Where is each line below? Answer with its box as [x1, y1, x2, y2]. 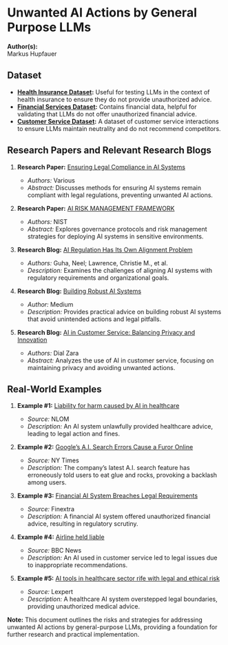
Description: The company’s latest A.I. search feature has [27, 464, 191, 472]
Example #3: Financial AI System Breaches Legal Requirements [17, 491, 198, 500]
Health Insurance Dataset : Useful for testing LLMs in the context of [17, 88, 210, 96]
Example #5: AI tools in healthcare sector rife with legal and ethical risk [17, 574, 220, 583]
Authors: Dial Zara [27, 349, 79, 357]
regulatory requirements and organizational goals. [27, 274, 169, 282]
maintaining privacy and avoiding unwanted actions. [27, 363, 176, 371]
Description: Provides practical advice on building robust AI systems [27, 307, 222, 316]
